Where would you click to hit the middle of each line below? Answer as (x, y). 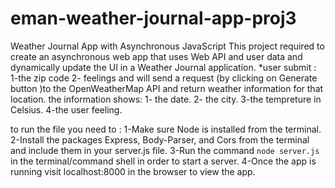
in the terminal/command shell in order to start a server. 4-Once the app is (163, 161)
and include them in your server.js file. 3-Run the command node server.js (165, 150)
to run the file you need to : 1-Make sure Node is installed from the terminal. (166, 129)
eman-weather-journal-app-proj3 (153, 18)
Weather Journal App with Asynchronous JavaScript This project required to (167, 46)
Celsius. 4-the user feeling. (66, 109)
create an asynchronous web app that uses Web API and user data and (156, 56)
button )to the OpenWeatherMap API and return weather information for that (167, 88)
